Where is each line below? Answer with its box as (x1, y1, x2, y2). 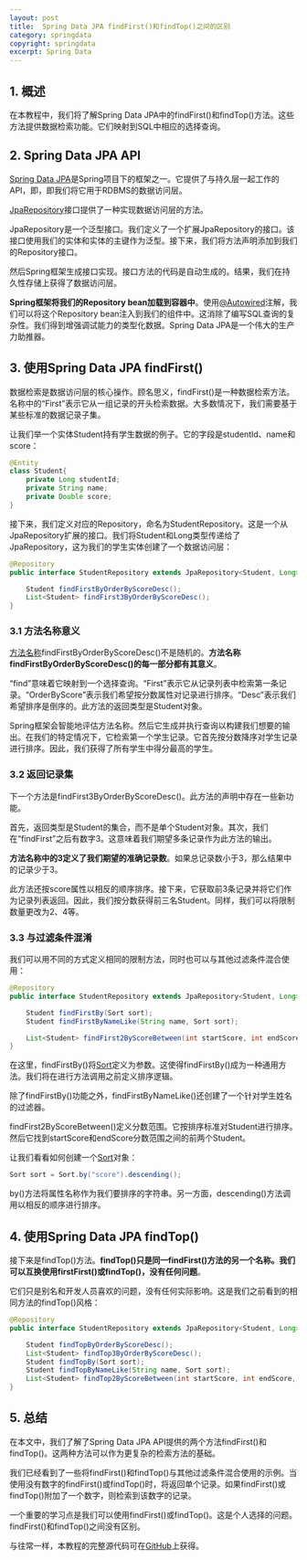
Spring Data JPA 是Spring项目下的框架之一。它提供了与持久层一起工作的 (9, 173, 281, 184)
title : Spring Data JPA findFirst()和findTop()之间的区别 (9, 22, 231, 31)
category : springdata (9, 30, 92, 39)
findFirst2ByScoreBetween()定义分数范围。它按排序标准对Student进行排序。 (9, 1121, 298, 1132)
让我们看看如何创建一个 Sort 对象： (9, 1152, 138, 1163)
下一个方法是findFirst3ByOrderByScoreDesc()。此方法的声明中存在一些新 (9, 791, 286, 801)
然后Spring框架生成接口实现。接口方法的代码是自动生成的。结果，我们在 (9, 266, 283, 277)
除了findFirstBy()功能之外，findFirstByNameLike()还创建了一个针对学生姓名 (9, 1090, 292, 1101)
